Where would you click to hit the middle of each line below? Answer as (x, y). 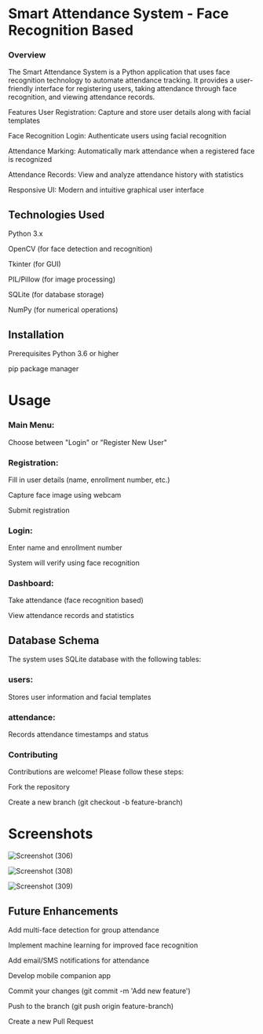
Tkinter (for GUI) (35, 264)
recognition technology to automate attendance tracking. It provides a (121, 80)
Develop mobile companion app (60, 975)
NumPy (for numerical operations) (63, 310)
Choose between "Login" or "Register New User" (88, 442)
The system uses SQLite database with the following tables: (105, 659)
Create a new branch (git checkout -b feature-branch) (95, 802)
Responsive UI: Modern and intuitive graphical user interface (106, 190)
